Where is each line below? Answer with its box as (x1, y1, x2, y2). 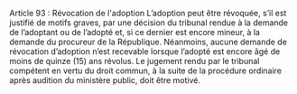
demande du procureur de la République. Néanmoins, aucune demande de (9, 36, 287, 47)
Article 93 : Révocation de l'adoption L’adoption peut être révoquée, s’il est (9, 8, 287, 18)
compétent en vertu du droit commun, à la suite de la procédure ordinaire (9, 65, 283, 76)
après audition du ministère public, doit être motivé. (9, 75, 201, 85)
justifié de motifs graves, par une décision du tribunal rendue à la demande (9, 17, 289, 28)
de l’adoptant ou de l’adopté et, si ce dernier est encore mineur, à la (9, 27, 260, 37)
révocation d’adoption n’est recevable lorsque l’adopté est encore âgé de (9, 46, 281, 57)
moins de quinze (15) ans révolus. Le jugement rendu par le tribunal (9, 56, 260, 66)
